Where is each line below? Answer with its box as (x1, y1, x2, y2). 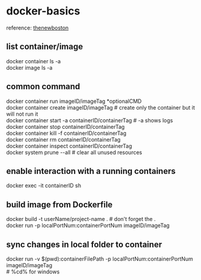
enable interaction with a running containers (6, 166, 176, 176)
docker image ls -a (6, 64, 53, 71)
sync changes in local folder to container (6, 239, 162, 249)
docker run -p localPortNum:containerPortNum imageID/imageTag (6, 222, 170, 229)
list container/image (6, 42, 83, 52)
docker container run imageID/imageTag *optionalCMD (6, 98, 142, 105)
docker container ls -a (6, 57, 61, 64)
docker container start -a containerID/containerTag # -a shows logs (6, 116, 173, 124)
